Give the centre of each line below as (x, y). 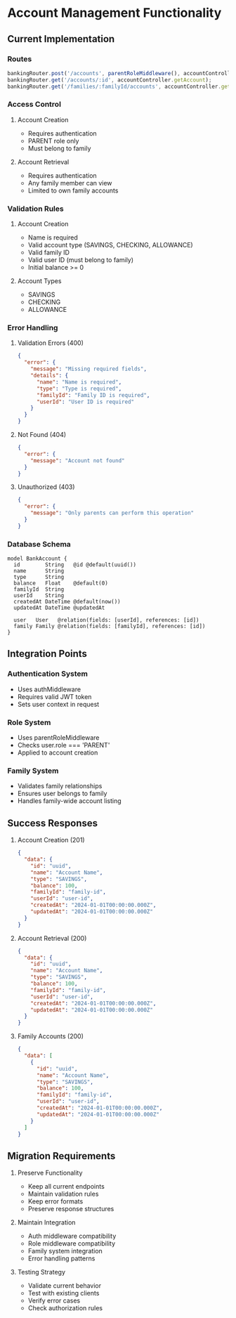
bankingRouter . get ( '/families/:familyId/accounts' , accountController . (114, 86)
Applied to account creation (58, 752)
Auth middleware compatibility (72, 1236)
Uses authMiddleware (49, 689)
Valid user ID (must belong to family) (81, 260)
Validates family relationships (60, 786)
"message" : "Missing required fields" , (89, 369)
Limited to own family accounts (73, 190)
